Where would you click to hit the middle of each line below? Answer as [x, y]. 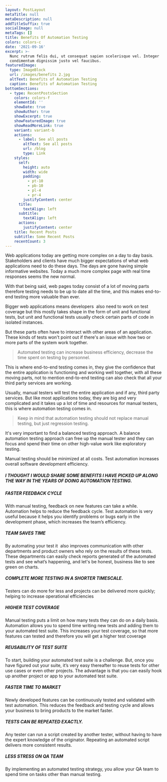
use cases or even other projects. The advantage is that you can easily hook [83, 670]
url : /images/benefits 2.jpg [40, 75]
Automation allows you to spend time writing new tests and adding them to [82, 625]
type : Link [34, 153]
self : [24, 162]
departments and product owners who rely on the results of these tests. [79, 551]
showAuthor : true [32, 112]
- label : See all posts [43, 139]
